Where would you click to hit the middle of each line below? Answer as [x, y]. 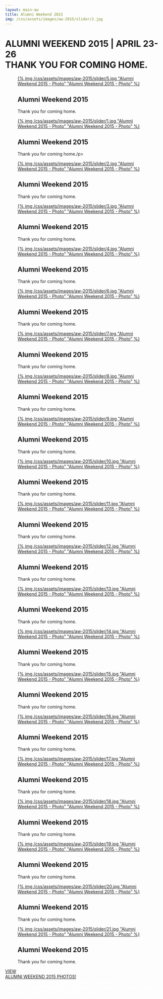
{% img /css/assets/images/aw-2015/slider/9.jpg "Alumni [76, 419]
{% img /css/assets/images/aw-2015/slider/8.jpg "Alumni [76, 376]
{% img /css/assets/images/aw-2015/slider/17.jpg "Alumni [76, 759]
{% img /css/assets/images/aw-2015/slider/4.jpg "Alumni [76, 249]
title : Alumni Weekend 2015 [34, 14]
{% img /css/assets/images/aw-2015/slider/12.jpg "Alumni [77, 546]
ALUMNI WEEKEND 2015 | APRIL [73, 44]
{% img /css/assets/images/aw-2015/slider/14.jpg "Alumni [77, 631]
